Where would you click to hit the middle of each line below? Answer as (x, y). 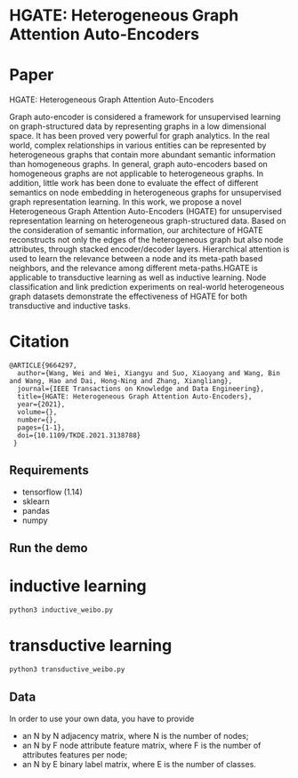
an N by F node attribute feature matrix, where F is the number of (141, 745)
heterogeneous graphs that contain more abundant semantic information (142, 155)
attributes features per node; (75, 754)
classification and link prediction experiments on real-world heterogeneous (147, 287)
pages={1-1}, (41, 428)
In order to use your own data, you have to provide (102, 718)
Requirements (49, 471)
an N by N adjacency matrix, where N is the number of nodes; (135, 735)
